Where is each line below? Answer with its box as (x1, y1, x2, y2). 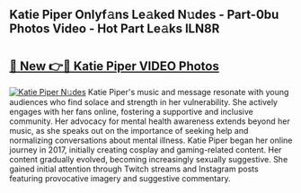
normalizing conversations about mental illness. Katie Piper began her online (9, 135, 293, 145)
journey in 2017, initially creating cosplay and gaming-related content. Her (9, 145, 282, 155)
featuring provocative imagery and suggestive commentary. (9, 173, 231, 183)
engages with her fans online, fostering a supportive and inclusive (9, 107, 253, 117)
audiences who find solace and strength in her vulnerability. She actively (9, 97, 279, 107)
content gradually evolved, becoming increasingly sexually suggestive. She (9, 154, 288, 164)
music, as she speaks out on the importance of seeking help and (9, 126, 249, 136)
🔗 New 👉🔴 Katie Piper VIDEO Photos (9, 58, 220, 74)
